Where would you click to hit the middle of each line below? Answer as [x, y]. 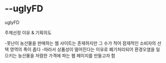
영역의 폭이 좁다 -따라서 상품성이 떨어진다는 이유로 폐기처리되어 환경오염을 [82, 49]
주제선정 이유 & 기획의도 [28, 32]
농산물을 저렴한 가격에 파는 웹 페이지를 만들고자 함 [66, 56]
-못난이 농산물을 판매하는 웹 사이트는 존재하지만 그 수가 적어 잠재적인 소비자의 [80, 43]
